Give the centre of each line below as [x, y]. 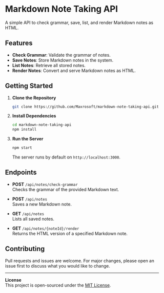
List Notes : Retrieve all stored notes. [49, 65]
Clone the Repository [34, 98]
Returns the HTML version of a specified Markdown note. [70, 233]
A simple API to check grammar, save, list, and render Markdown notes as [79, 23]
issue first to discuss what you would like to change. [58, 266]
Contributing [25, 249]
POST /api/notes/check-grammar [45, 184]
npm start [22, 148]
